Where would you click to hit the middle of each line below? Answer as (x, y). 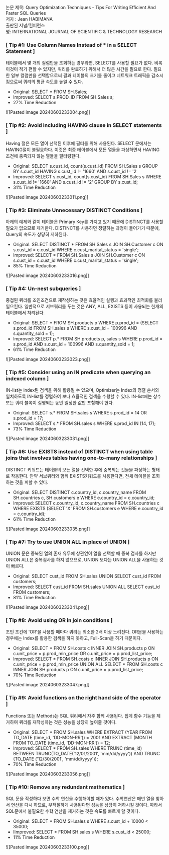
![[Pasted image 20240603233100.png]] (47, 847)
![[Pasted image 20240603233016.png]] (47, 275)
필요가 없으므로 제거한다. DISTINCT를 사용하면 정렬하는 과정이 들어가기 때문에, (83, 228)
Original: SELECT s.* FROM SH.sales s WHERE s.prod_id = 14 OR (80, 413)
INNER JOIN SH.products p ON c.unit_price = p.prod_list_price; (78, 670)
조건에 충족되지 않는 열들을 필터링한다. (43, 156)
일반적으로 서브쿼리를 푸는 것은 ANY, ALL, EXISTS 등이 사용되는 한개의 (94, 307)
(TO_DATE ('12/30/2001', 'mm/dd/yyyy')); (55, 759)
